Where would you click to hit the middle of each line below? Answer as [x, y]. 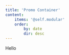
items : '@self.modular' [40, 19]
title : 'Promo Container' [33, 10]
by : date [33, 29]
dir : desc [34, 34]
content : [15, 15]
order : [21, 24]
